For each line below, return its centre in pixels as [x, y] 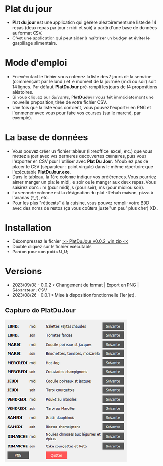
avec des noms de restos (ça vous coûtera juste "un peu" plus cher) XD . [85, 208]
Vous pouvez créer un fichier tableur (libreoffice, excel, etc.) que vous [82, 151]
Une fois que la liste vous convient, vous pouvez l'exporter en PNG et [81, 107]
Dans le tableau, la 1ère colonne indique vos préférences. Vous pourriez [84, 177]
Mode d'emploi [36, 63]
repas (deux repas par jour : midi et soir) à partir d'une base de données [84, 27]
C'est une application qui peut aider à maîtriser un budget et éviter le [81, 38]
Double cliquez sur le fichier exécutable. [53, 246]
